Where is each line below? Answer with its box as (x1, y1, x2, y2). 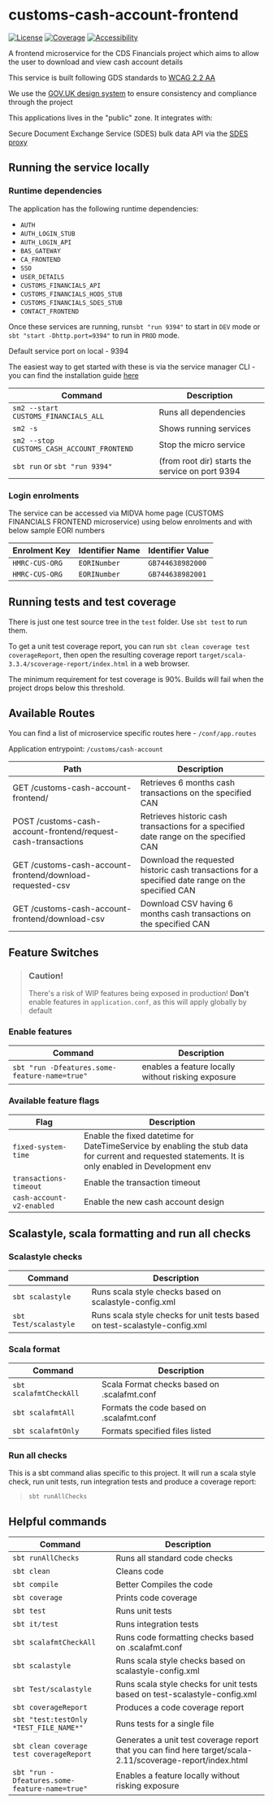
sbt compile (12, 1580, 59, 1589)
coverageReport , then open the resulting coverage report (8, 650, 197, 659)
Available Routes (8, 706, 96, 720)
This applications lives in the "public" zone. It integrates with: (8, 112, 213, 123)
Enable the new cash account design (84, 1196, 225, 1207)
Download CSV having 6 (140, 898, 234, 909)
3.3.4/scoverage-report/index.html (8, 660, 129, 668)
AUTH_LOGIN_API (19, 238, 72, 246)
